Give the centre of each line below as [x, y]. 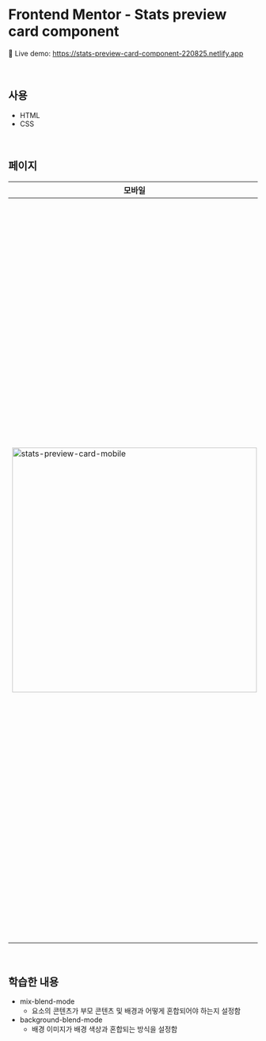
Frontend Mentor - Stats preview [118, 15]
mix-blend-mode [47, 1001]
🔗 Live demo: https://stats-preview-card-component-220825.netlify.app [126, 53]
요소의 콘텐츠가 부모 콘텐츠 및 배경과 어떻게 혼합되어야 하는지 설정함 [136, 1011]
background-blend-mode [61, 1020]
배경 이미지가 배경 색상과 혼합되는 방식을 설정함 [104, 1029]
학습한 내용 [34, 982]
